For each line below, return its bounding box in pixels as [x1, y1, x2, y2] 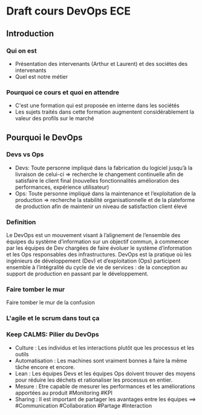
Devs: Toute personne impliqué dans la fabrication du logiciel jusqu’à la [15, 164, 192, 171]
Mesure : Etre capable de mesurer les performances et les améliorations [15, 382, 195, 390]
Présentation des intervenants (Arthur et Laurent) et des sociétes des [15, 60, 188, 67]
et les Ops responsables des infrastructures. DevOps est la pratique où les [6, 251, 192, 258]
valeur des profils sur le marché [15, 115, 94, 122]
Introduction [6, 28, 54, 39]
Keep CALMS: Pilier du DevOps [6, 330, 99, 339]
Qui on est [6, 47, 37, 55]
